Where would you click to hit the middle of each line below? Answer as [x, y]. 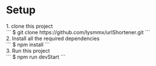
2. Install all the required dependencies [53, 38]
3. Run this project [28, 50]
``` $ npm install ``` [28, 45]
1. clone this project [30, 26]
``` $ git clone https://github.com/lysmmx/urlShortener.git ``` [78, 32]
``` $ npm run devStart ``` [36, 57]
